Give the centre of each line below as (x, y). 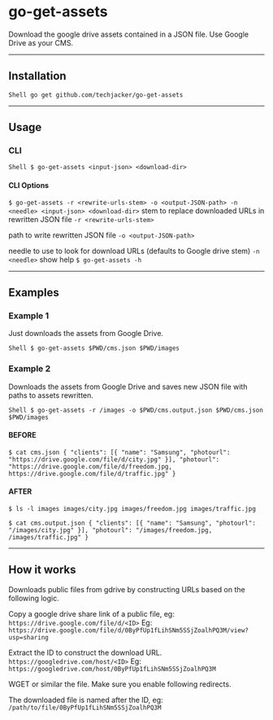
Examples (34, 292)
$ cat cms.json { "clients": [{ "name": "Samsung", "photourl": (119, 452)
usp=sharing (28, 637)
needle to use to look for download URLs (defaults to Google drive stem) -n (134, 251)
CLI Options (29, 185)
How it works (42, 570)
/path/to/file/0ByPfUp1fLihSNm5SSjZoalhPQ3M (85, 707)
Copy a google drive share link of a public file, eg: (91, 613)
